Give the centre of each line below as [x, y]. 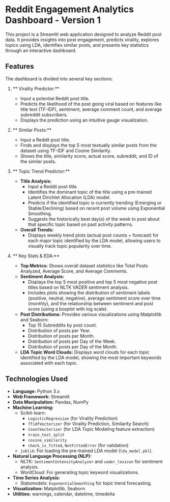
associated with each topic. [49, 363]
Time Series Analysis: [36, 478]
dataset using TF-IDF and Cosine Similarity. [66, 151]
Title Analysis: [36, 181]
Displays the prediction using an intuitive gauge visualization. [84, 120]
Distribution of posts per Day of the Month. [73, 346]
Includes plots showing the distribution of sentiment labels [89, 292]
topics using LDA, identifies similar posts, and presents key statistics [77, 45]
